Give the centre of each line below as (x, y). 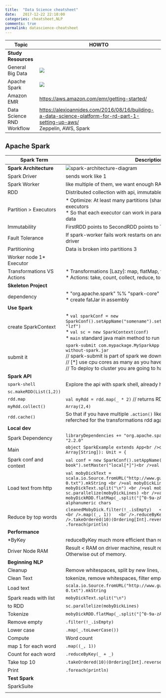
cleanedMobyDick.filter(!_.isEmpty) (109, 510)
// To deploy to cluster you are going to (110, 368)
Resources (21, 59)
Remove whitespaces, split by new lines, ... (115, 570)
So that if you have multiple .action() (109, 414)
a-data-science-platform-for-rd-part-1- (89, 116)
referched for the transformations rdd (109, 420)
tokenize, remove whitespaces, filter (107, 578)
